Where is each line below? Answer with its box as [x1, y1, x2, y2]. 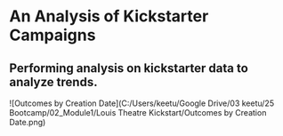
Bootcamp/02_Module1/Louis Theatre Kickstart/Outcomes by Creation [9, 108, 267, 117]
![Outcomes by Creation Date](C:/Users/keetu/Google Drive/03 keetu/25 [9, 98, 274, 108]
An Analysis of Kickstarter [9, 6, 209, 27]
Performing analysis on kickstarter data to [9, 60, 249, 76]
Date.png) [9, 117, 46, 127]
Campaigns [9, 25, 96, 45]
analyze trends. [9, 74, 98, 90]
